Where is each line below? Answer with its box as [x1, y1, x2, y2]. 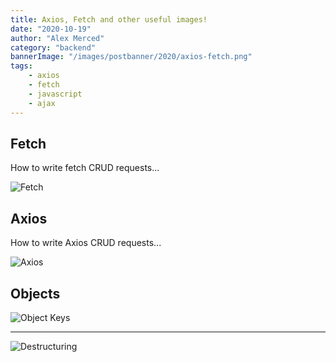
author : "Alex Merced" [10, 33, 105, 43]
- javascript [28, 89, 83, 99]
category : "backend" [10, 42, 97, 53]
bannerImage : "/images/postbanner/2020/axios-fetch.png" [10, 52, 253, 62]
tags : [10, 61, 33, 71]
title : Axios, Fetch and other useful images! [10, 14, 208, 25]
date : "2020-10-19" [10, 24, 92, 34]
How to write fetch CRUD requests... [10, 162, 160, 174]
